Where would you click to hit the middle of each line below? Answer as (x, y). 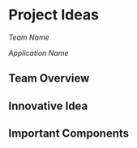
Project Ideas (54, 15)
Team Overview (49, 78)
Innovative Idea (48, 106)
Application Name (39, 53)
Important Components (69, 134)
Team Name (29, 37)
